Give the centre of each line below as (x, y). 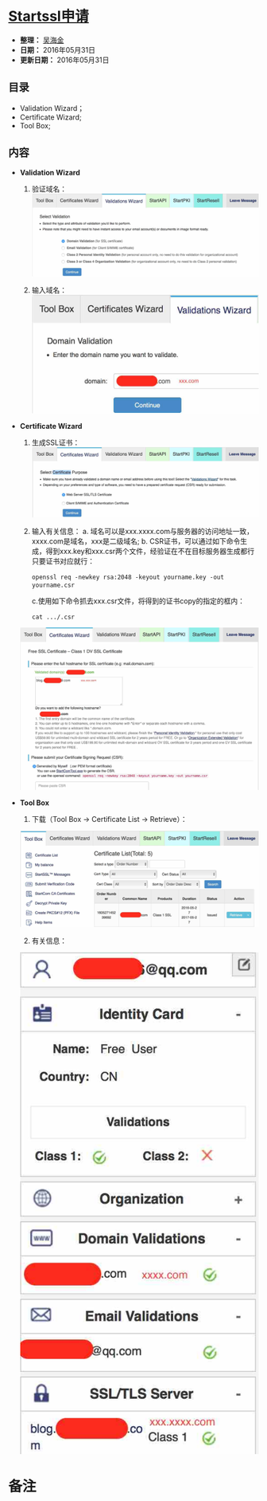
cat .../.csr (53, 617)
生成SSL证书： (56, 442)
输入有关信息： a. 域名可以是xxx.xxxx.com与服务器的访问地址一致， (143, 531)
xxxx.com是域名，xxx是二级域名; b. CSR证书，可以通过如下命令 (136, 541)
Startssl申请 (48, 16)
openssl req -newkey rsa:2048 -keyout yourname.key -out (128, 577)
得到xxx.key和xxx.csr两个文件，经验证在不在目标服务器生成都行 (150, 551)
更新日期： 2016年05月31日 (64, 60)
